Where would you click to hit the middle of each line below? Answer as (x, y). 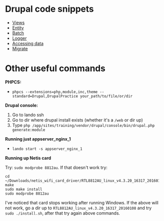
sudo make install (24, 189)
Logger (19, 38)
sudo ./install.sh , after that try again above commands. (63, 213)
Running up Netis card (28, 158)
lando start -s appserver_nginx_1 (47, 149)
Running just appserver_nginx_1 (38, 139)
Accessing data (28, 43)
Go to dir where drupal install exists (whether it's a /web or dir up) (77, 120)
